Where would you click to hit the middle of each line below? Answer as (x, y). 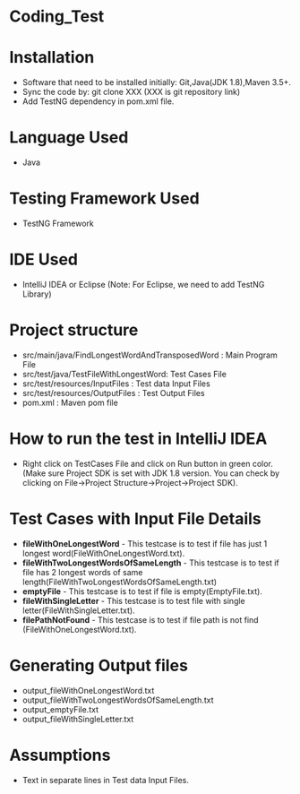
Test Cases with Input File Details (135, 519)
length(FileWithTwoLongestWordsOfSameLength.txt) (120, 582)
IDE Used (44, 259)
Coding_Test (57, 17)
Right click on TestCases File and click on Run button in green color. (147, 463)
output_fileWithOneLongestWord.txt (88, 690)
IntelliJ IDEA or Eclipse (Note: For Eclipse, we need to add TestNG (143, 284)
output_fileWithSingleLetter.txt (78, 719)
